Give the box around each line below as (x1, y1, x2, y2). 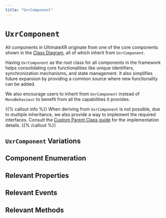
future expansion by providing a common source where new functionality (5, 76, 158, 82)
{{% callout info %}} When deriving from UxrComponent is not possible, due (5, 106, 160, 112)
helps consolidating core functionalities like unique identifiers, (5, 64, 135, 71)
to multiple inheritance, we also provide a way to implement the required (5, 111, 156, 117)
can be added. (5, 81, 35, 87)
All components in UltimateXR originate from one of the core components (5, 44, 158, 50)
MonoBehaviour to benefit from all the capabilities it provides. (5, 96, 131, 102)
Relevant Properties (5, 171, 69, 180)
